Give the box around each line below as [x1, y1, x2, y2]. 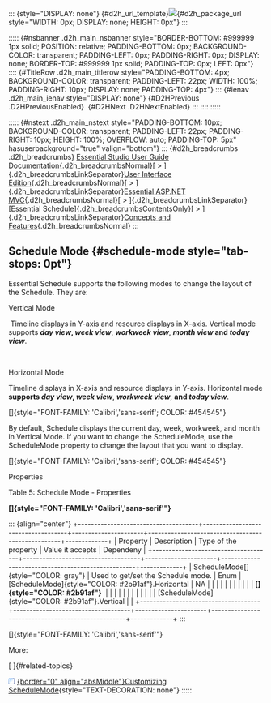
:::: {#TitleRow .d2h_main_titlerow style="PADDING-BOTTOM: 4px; [8, 67, 231, 77]
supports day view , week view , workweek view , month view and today [8, 327, 250, 336]
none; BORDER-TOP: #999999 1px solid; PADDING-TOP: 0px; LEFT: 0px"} [8, 59, 254, 68]
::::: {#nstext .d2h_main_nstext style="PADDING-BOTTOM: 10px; [8, 118, 222, 127]
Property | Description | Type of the [118, 536, 237, 546]
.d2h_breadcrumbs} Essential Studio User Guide [8, 152, 170, 161]
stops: [8, 257, 42, 271]
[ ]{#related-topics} [8, 661, 74, 671]
